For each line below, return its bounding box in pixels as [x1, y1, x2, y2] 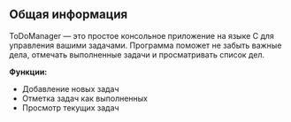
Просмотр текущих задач [21, 102, 119, 113]
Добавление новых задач [21, 83, 119, 94]
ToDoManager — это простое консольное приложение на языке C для [9, 30, 274, 41]
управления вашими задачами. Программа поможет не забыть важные [9, 40, 282, 50]
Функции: [9, 66, 48, 77]
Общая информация [9, 7, 128, 22]
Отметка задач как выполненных [21, 93, 149, 103]
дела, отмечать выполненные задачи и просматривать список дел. [9, 49, 265, 60]
